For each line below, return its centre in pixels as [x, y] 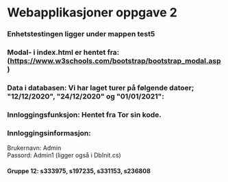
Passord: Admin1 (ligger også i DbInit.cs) [64, 155]
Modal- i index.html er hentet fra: [63, 53]
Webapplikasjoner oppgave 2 [92, 13]
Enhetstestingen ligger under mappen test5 [81, 34]
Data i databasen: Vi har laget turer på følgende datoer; [101, 88]
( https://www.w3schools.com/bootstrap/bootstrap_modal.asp [114, 61]
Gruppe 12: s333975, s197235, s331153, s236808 [79, 171]
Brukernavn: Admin [34, 148]
